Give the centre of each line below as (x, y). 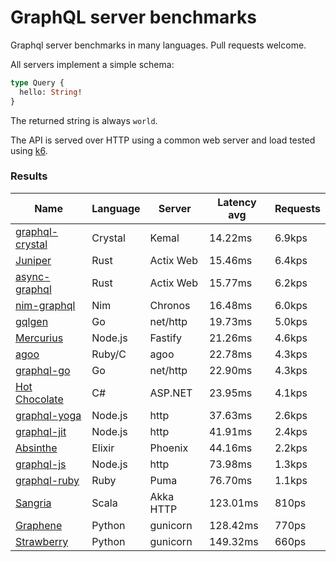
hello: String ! (51, 92)
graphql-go (43, 370)
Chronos (170, 305)
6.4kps (291, 260)
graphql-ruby (47, 480)
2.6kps (291, 415)
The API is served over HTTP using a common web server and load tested (163, 140)
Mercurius (39, 338)
